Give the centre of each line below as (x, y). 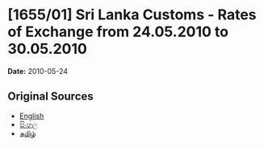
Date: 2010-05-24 (38, 71)
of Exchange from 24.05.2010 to (118, 32)
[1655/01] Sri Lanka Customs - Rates (132, 15)
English (31, 116)
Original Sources (50, 97)
